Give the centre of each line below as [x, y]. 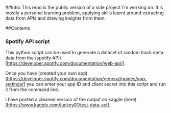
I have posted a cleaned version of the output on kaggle [64, 100]
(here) [130, 100]
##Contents [18, 28]
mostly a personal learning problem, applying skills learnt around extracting [85, 13]
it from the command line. [32, 89]
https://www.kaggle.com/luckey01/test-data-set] [58, 105]
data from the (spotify [28, 58]
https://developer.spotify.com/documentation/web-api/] [66, 63]
